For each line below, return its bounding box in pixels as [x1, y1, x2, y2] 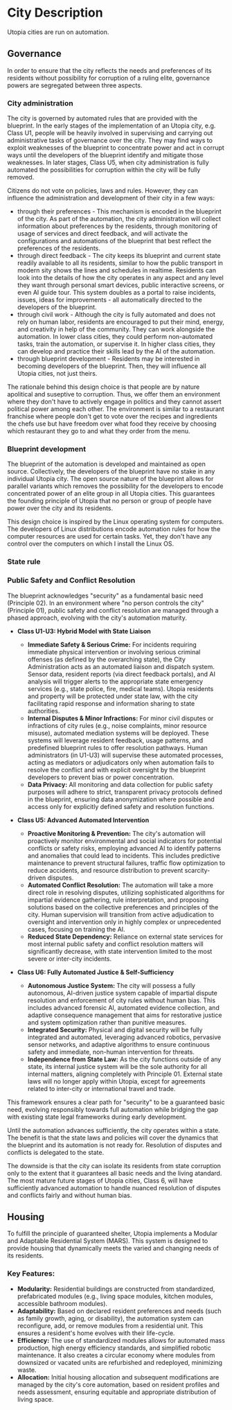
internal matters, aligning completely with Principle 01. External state [27, 1070, 223, 1078]
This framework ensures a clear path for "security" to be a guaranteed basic [7, 1097, 225, 1106]
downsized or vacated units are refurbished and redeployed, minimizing [17, 1358, 223, 1366]
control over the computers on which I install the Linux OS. [7, 539, 175, 548]
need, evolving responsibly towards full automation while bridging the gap [7, 1105, 218, 1113]
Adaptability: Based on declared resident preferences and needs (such [17, 1307, 222, 1315]
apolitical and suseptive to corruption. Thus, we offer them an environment [7, 390, 220, 399]
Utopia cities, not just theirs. [17, 369, 98, 378]
